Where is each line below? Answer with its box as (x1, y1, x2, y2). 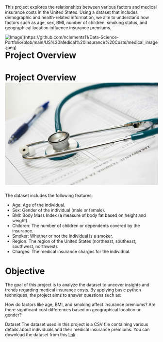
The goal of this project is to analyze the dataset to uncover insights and (5, 282, 149, 287)
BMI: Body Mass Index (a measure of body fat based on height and (12, 212, 147, 218)
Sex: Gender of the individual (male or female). (12, 207, 106, 213)
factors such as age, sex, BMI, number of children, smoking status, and (5, 19, 147, 25)
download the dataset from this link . (5, 331, 77, 338)
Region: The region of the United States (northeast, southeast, (12, 238, 137, 244)
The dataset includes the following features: (5, 192, 93, 198)
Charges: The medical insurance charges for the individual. (12, 248, 130, 254)
